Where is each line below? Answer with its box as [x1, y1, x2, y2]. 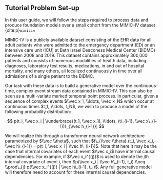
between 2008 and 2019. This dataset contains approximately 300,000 [5, 52, 148, 58]
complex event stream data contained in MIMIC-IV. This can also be [16, 88, 152, 93]
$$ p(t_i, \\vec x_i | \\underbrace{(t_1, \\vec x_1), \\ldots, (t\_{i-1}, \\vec [7, 118, 145, 124]
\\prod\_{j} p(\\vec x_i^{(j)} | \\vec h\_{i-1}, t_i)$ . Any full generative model [5, 164, 152, 170]
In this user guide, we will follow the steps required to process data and [5, 17, 149, 22]
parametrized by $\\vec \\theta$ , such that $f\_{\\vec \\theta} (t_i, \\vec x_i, [5, 138, 155, 144]
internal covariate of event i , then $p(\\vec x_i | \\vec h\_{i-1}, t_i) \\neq [5, 158, 145, 164]
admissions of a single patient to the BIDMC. [5, 73, 94, 79]
